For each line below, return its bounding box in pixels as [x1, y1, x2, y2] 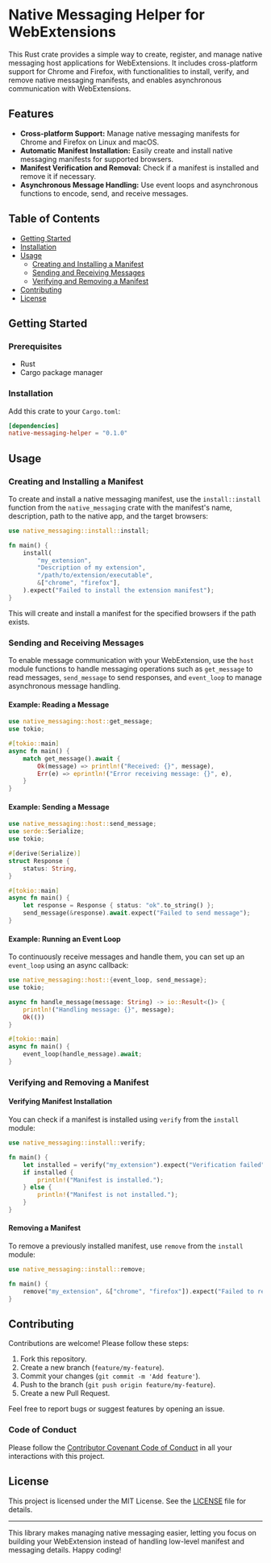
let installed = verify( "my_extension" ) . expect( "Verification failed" [23, 1161, 265, 1169]
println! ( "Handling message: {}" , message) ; [23, 1006, 175, 1014]
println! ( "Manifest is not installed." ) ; [37, 1191, 179, 1199]
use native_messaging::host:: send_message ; [8, 820, 157, 828]
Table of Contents [8, 212, 101, 226]
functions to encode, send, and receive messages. [19, 188, 189, 198]
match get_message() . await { [23, 754, 121, 763]
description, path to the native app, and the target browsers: [8, 511, 208, 521]
